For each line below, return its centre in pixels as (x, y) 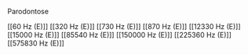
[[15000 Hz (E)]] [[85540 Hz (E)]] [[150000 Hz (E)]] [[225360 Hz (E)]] (120, 35)
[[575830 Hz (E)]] (36, 43)
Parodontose (28, 11)
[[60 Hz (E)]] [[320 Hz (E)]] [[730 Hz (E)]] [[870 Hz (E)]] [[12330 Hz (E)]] (124, 26)
